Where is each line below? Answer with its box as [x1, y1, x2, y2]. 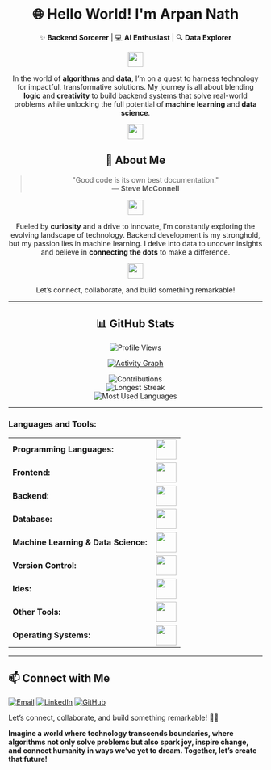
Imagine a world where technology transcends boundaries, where [8, 728, 234, 738]
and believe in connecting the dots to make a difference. [40, 247, 231, 257]
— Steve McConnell [111, 183, 180, 193]
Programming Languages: [12, 444, 115, 455]
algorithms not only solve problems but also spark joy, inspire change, [8, 737, 248, 747]
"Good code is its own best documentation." [72, 175, 219, 184]
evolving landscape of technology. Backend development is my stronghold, [10, 229, 261, 239]
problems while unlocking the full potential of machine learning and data [14, 99, 257, 109]
